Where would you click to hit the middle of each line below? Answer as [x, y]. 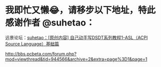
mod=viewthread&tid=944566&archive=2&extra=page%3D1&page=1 [76, 59]
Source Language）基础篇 [32, 43]
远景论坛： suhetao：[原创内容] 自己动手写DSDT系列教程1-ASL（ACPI [76, 37]
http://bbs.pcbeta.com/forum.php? [41, 53]
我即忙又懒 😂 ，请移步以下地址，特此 [80, 10]
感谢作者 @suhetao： [50, 23]
